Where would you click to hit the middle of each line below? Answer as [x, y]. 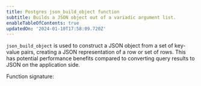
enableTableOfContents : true [43, 23]
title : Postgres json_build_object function [63, 12]
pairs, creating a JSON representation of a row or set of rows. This [103, 52]
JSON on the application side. [43, 65]
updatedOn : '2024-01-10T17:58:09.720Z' [56, 29]
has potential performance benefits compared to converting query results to [100, 58]
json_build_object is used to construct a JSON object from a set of [90, 46]
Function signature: [30, 76]
